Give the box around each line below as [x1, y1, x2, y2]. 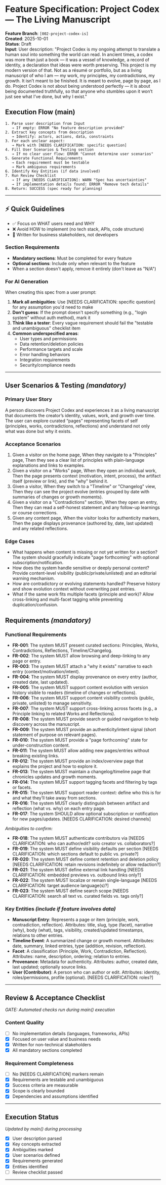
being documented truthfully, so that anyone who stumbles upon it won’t [5, 88, 153, 94]
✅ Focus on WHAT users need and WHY [12, 220, 95, 226]
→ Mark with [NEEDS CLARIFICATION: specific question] [11, 143, 127, 148]
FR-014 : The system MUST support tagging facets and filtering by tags [12, 779, 157, 785]
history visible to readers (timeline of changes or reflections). [12, 690, 137, 696]
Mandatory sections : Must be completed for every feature [12, 255, 132, 261]
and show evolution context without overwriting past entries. [12, 586, 136, 592]
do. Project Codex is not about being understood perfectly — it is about [5, 83, 151, 89]
